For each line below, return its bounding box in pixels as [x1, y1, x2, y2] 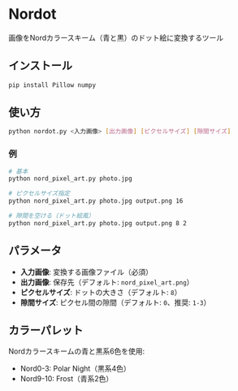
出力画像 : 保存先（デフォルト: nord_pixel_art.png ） [19, 277, 194, 287]
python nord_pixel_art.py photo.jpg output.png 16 [8, 197, 184, 206]
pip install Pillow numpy [8, 80, 96, 89]
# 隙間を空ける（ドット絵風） [8, 212, 95, 220]
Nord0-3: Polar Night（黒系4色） [19, 363, 132, 374]
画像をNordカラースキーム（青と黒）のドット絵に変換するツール [8, 33, 224, 42]
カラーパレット [8, 324, 84, 337]
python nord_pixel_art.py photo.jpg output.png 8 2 [8, 219, 187, 228]
